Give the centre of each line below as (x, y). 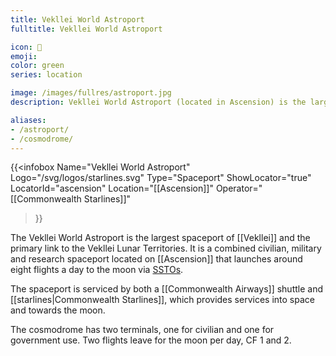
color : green (37, 66)
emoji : (24, 56)
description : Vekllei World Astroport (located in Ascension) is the (158, 102)
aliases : (28, 120)
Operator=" (239, 188)
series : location (46, 75)
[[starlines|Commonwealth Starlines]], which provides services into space (162, 300)
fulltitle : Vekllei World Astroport (86, 29)
